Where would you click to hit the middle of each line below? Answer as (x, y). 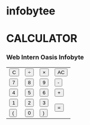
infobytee (31, 11)
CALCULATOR (42, 39)
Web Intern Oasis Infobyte (45, 57)
